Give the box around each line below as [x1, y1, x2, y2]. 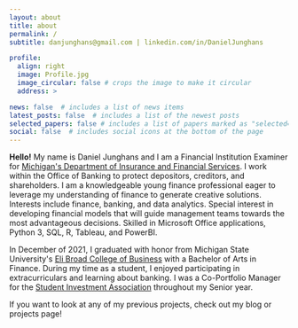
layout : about [9, 12, 62, 22]
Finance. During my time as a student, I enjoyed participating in [9, 263, 240, 274]
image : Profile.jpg [17, 70, 90, 80]
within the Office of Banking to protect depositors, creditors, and [9, 170, 246, 182]
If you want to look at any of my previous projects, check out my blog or [9, 299, 272, 310]
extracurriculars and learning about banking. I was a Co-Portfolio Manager [9, 272, 281, 284]
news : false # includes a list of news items [9, 103, 184, 112]
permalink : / [9, 29, 58, 38]
